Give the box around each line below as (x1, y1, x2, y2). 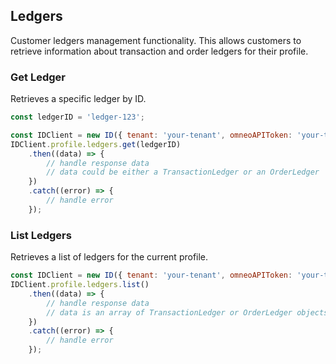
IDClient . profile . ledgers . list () (10, 280, 150, 290)
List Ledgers (10, 228, 72, 242)
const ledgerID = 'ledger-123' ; (10, 112, 145, 123)
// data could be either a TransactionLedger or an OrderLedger (46, 167, 320, 178)
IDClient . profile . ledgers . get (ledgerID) (10, 139, 182, 149)
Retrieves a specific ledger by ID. (10, 93, 147, 105)
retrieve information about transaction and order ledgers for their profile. (10, 45, 309, 57)
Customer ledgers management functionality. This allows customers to (10, 34, 302, 46)
